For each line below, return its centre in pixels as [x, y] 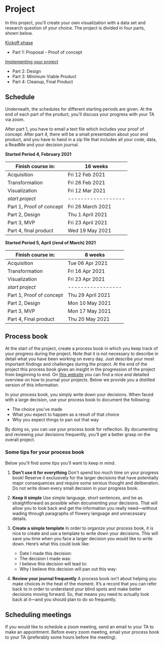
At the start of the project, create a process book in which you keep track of [82, 348]
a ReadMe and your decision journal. [42, 145]
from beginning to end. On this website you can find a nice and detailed [77, 374]
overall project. [20, 440]
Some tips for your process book [45, 452]
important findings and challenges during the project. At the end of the [76, 364]
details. [20, 518]
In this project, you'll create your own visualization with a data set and [75, 23]
